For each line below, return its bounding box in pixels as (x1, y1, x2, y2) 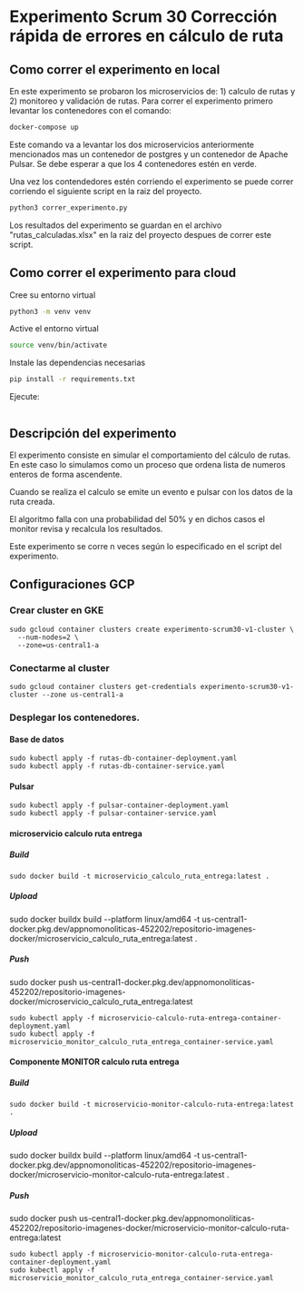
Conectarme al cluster (9, 661, 111, 674)
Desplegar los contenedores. (9, 711, 141, 724)
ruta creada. (9, 497, 55, 507)
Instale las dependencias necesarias (9, 357, 146, 369)
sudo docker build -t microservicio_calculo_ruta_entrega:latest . (9, 872, 270, 881)
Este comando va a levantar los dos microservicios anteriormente (9, 139, 254, 150)
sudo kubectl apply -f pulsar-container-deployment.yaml (9, 801, 230, 810)
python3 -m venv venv (9, 307, 92, 316)
